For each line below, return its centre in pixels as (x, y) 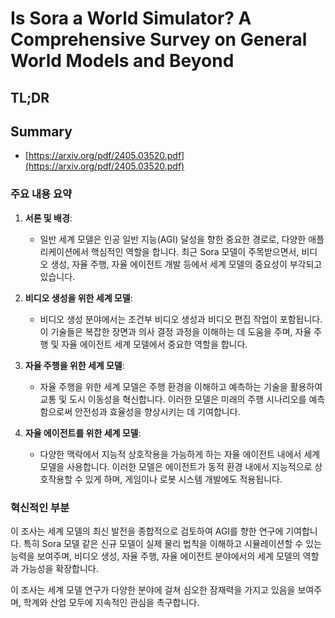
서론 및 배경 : (48, 218)
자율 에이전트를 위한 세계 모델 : (83, 433)
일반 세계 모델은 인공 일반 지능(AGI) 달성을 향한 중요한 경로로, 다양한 (173, 239)
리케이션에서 (64, 251)
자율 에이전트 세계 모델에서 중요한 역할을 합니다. (154, 344)
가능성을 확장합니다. (59, 568)
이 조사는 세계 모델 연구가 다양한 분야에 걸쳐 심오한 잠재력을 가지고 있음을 (153, 589)
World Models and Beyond (122, 61)
